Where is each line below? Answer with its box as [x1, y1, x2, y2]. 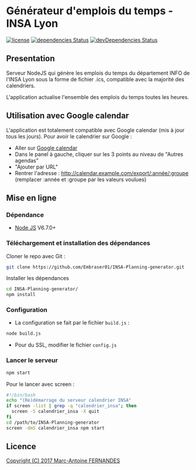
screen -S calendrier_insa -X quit [11, 408, 100, 415]
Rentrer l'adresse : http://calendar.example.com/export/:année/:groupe [14, 169, 189, 176]
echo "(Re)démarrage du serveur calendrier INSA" [6, 398, 132, 404]
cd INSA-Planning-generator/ [6, 286, 78, 292]
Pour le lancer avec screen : [6, 380, 75, 388]
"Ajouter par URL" [14, 163, 58, 170]
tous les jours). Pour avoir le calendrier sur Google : [6, 132, 132, 140]
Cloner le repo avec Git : [6, 252, 65, 259]
